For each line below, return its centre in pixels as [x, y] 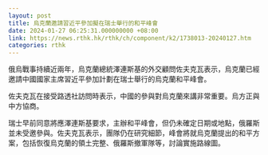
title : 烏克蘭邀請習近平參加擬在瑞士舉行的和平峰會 [83, 23]
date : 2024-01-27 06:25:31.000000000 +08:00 [83, 30]
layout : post [30, 16]
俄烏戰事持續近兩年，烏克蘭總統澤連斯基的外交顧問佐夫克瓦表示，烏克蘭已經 [134, 70]
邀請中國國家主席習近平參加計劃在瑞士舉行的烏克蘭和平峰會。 [110, 79]
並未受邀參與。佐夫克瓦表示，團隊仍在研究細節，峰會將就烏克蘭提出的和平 [130, 133]
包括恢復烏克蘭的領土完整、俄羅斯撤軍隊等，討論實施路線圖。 [123, 143]
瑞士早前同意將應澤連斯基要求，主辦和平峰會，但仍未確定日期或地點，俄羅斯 [134, 123]
